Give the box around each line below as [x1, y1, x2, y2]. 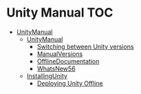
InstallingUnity [26, 71, 68, 80]
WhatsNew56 [36, 64, 76, 73]
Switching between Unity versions [36, 42, 134, 50]
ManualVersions [36, 50, 83, 58]
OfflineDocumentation [36, 57, 100, 65]
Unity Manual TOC [6, 5, 113, 21]
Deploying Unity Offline [36, 79, 104, 87]
